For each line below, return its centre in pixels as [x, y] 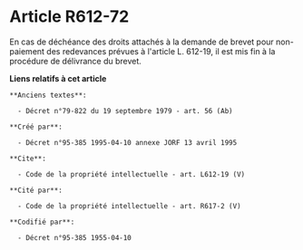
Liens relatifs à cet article [58, 78]
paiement [27, 51]
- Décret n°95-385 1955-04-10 [74, 237]
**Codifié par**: [42, 222]
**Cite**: [28, 159]
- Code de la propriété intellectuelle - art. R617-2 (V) [130, 206]
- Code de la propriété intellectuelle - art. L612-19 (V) [132, 174]
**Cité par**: [36, 190]
